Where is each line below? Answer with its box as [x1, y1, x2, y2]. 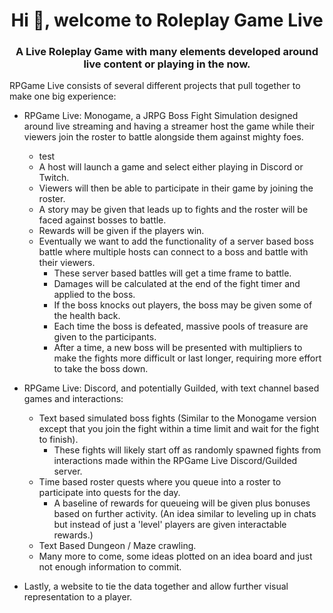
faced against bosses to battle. [38, 214, 167, 226]
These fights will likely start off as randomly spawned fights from [53, 444, 322, 456]
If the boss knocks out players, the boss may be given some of [53, 299, 313, 311]
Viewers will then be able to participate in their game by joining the [38, 182, 314, 194]
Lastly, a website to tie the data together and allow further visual [23, 580, 289, 593]
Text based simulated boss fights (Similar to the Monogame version [38, 412, 317, 424]
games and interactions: [23, 393, 124, 405]
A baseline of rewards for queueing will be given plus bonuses [53, 497, 311, 509]
